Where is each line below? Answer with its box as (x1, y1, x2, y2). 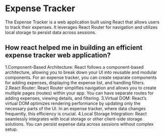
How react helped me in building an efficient (5, 43, 143, 52)
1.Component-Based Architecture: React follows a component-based (5, 64, 144, 70)
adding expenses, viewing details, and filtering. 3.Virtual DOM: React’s (5, 95, 147, 101)
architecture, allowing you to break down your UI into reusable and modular (5, 69, 157, 75)
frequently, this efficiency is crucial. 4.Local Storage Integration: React (5, 111, 147, 117)
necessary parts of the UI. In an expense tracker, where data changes (5, 105, 146, 111)
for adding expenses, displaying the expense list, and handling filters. (5, 79, 145, 85)
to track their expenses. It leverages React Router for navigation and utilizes (5, 24, 158, 30)
